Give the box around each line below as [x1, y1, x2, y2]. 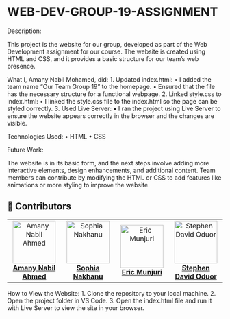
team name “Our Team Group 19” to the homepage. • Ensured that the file [7, 82, 216, 91]
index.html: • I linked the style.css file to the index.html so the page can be [7, 97, 218, 105]
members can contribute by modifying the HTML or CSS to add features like [7, 173, 222, 182]
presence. [7, 62, 36, 70]
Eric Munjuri [121, 267, 163, 276]
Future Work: [7, 145, 44, 154]
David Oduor [175, 272, 217, 281]
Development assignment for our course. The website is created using [7, 47, 205, 56]
